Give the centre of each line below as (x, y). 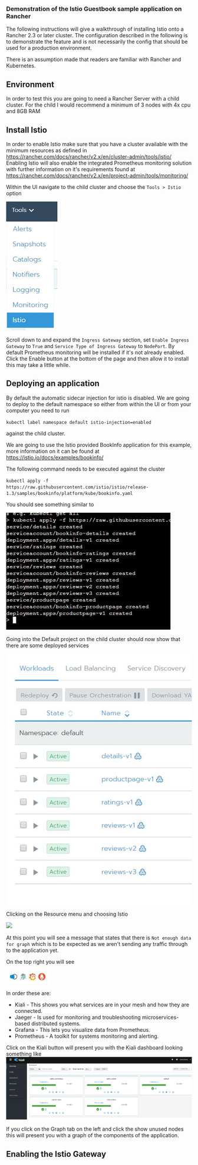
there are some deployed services (48, 645)
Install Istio (27, 130)
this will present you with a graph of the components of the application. (93, 1135)
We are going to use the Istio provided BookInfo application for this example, (99, 445)
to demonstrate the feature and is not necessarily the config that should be (97, 42)
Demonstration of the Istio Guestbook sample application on (94, 9)
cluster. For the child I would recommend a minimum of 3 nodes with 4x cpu (98, 105)
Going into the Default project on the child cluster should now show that (93, 639)
